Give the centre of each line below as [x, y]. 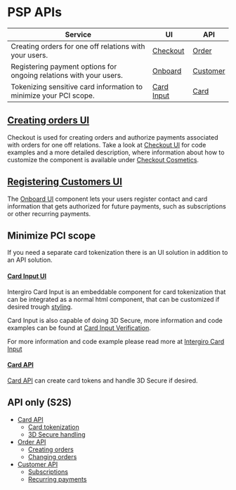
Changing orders [52, 456]
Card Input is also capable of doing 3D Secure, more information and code [115, 320]
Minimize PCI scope [52, 236]
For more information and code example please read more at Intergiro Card [116, 341]
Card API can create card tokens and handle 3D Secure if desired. [103, 380]
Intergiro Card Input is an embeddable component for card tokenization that [117, 291]
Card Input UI [27, 276]
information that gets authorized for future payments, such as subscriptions [117, 206]
